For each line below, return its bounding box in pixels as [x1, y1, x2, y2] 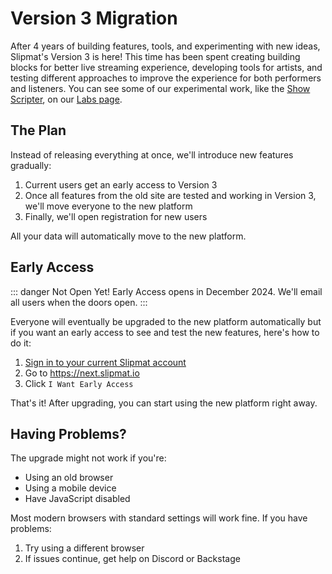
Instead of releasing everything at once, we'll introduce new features [10, 148, 294, 161]
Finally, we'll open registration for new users [24, 210, 208, 222]
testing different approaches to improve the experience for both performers [10, 72, 322, 84]
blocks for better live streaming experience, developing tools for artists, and [10, 61, 323, 73]
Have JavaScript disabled [24, 493, 131, 505]
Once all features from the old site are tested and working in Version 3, [24, 189, 317, 201]
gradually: [10, 159, 52, 171]
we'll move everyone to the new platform [24, 200, 193, 212]
